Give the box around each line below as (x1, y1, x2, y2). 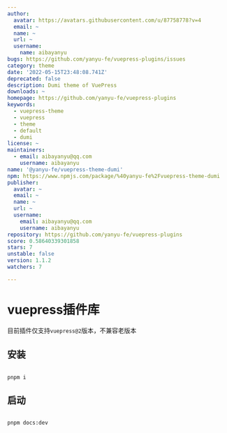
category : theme (7, 62, 54, 69)
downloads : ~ (7, 88, 45, 95)
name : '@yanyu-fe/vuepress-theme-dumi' (7, 166, 124, 173)
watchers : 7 (7, 263, 42, 270)
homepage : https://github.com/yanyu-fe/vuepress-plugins (7, 95, 177, 102)
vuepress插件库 (7, 302, 100, 318)
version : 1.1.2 (7, 257, 52, 264)
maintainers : (7, 147, 45, 154)
